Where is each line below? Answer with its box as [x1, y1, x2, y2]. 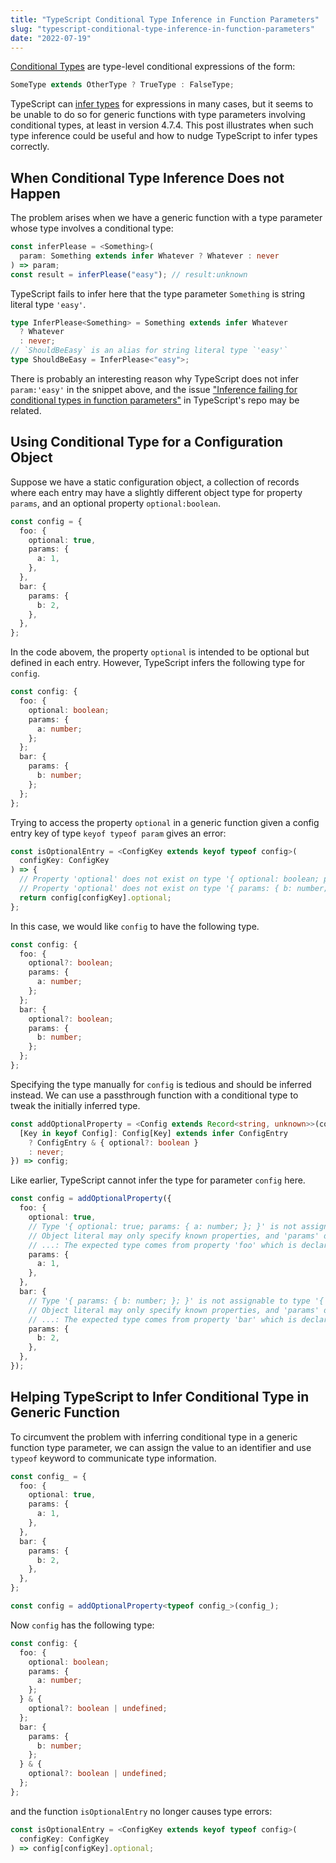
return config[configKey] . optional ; [19, 892, 172, 903]
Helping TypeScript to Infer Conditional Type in [10, 1389, 310, 1406]
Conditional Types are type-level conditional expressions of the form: [10, 61, 296, 73]
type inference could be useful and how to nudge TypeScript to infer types [10, 130, 318, 142]
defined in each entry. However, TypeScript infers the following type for [10, 657, 306, 669]
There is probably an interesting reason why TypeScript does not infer [10, 372, 300, 385]
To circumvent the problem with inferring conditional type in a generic [10, 1431, 298, 1443]
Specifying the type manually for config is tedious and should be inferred [10, 1078, 312, 1090]
